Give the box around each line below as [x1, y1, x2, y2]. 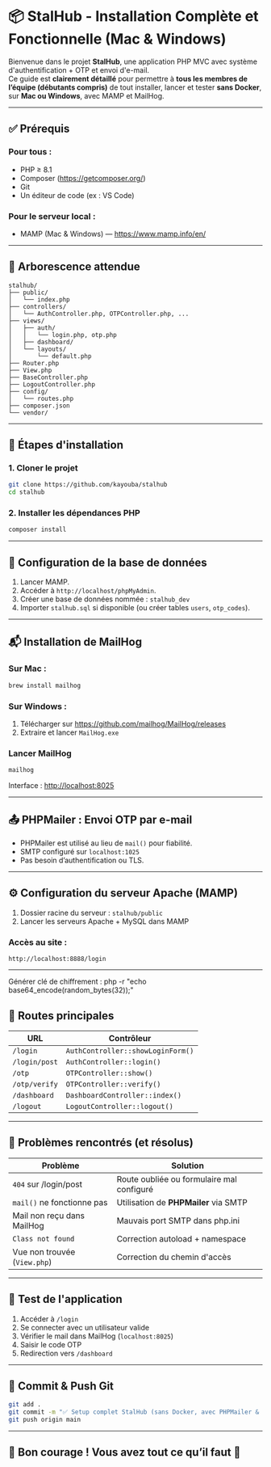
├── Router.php [8, 359, 60, 367]
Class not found [12, 1234, 75, 1243]
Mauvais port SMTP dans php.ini [116, 1215, 240, 1226]
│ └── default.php [8, 352, 92, 360]
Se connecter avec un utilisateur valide [19, 1322, 150, 1332]
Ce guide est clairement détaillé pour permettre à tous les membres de [8, 74, 248, 83]
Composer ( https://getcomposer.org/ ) [19, 173, 147, 183]
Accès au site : [8, 936, 67, 947]
